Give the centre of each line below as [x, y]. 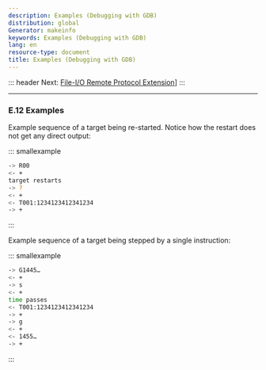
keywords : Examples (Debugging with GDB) [78, 38]
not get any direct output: [49, 136]
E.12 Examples [36, 110]
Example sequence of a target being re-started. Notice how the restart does [132, 128]
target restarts [35, 180]
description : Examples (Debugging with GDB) [83, 15]
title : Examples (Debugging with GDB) [72, 60]
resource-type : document [49, 52]
